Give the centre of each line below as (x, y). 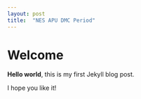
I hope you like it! (32, 88)
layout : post (26, 14)
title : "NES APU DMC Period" (52, 20)
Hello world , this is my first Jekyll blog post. (71, 74)
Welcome (35, 55)
